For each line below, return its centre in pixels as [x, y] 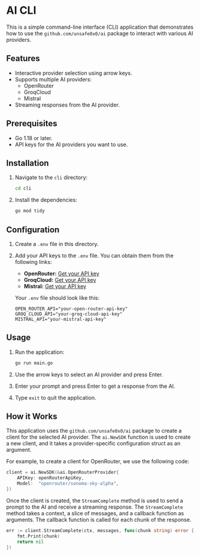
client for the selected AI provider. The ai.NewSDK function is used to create [99, 437]
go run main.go [34, 363]
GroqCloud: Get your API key [60, 279]
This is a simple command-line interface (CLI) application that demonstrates [100, 27]
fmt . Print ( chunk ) [39, 536]
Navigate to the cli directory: [51, 178]
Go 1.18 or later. [34, 138]
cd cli [23, 189]
